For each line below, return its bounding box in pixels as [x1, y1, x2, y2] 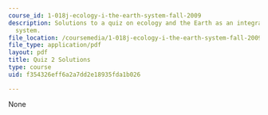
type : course [8, 63, 52, 71]
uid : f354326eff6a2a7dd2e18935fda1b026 [8, 71, 141, 79]
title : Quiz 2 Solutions [8, 56, 91, 64]
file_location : [8, 33, 59, 42]
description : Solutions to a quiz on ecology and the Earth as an [8, 19, 234, 27]
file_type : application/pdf [8, 41, 102, 49]
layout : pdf [8, 48, 48, 56]
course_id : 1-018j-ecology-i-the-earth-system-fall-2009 [8, 11, 202, 20]
